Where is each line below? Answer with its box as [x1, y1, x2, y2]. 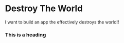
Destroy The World [5, 3, 83, 14]
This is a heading [5, 31, 46, 38]
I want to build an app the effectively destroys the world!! [5, 19, 119, 25]
